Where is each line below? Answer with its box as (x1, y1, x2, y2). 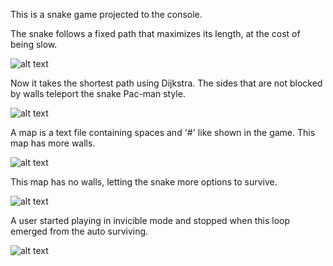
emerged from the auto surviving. (10, 225, 149, 237)
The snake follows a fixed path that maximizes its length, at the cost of (10, 28, 301, 39)
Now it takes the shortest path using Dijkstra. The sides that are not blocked (10, 77, 323, 89)
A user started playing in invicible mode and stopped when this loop (10, 215, 291, 226)
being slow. (10, 39, 58, 50)
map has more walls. (10, 137, 96, 149)
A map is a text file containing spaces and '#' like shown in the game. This (10, 127, 316, 138)
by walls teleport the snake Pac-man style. (10, 88, 186, 99)
